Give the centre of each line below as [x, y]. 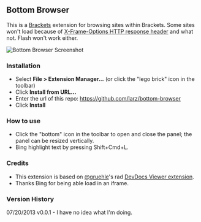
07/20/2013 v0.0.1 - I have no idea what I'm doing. [70, 212]
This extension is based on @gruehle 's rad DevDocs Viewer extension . [104, 177]
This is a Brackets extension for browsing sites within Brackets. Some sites [100, 25]
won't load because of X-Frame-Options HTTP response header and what [100, 31]
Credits [17, 163]
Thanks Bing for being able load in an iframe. [72, 183]
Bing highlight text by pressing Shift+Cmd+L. [72, 147]
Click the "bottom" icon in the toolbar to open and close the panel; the [104, 134]
